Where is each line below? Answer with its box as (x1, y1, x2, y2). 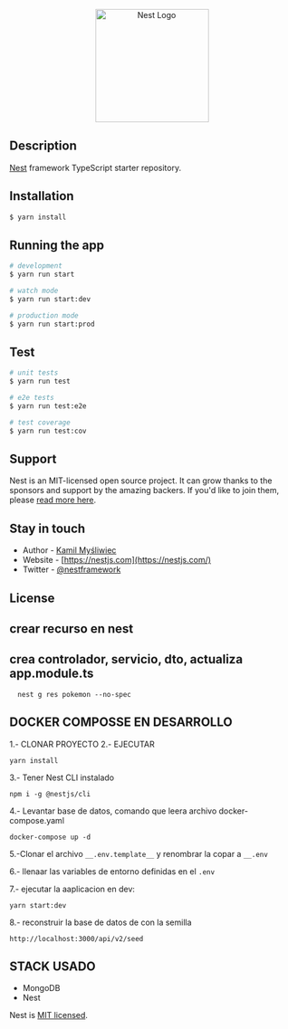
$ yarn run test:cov (9, 426, 88, 435)
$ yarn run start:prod (9, 319, 95, 329)
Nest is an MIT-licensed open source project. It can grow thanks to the (9, 475, 273, 486)
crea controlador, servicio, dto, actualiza (9, 652, 243, 667)
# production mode (9, 310, 79, 320)
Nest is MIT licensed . (9, 1010, 89, 1021)
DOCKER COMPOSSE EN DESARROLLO (9, 715, 233, 730)
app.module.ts (9, 666, 94, 681)
